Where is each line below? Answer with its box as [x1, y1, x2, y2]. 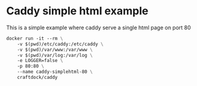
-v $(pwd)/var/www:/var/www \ [17, 47, 93, 53]
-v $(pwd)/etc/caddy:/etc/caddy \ [17, 41, 104, 47]
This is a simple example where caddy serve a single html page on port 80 [6, 24, 191, 31]
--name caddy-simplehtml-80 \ [17, 69, 93, 75]
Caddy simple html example [6, 4, 149, 18]
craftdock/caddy [17, 75, 58, 81]
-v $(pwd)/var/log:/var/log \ [17, 52, 93, 58]
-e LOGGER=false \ [17, 58, 63, 64]
